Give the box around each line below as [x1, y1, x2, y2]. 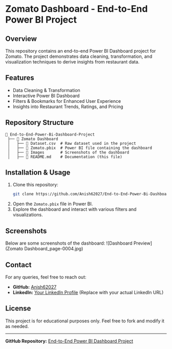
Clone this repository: [12, 182, 58, 188]
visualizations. [12, 212, 44, 218]
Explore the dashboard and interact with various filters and [12, 206, 137, 212]
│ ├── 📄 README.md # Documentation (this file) [7, 154, 123, 159]
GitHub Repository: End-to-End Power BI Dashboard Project [5, 338, 133, 344]
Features [5, 74, 34, 82]
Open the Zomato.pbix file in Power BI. [12, 201, 93, 207]
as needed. [5, 323, 29, 329]
